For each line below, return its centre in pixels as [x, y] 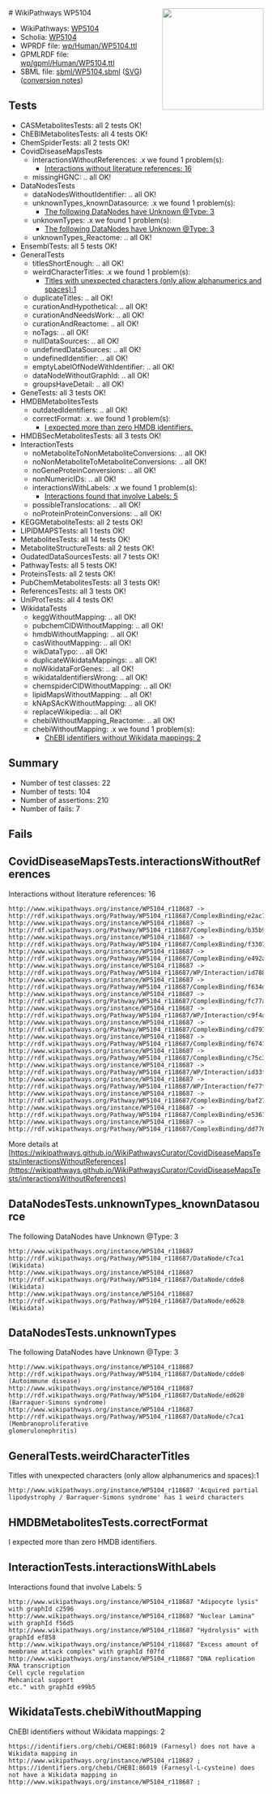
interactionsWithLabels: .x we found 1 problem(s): [115, 487]
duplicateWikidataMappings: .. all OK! [94, 660]
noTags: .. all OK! [60, 332]
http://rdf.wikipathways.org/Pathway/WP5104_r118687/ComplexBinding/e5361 [137, 1115]
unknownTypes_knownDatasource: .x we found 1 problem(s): [134, 203]
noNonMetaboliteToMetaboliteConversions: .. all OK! [119, 461]
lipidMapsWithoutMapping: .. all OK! [92, 694]
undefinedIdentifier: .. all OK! [80, 358]
